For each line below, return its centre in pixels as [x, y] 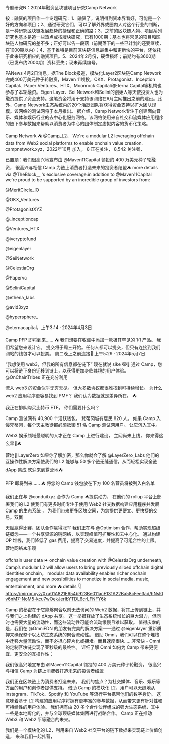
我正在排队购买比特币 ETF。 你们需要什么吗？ [52, 408]
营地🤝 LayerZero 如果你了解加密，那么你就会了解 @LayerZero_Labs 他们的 [82, 455]
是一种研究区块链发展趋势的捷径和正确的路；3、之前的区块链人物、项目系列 [84, 31]
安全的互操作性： [36, 654]
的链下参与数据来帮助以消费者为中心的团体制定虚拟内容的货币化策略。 [78, 124]
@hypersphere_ [22, 317]
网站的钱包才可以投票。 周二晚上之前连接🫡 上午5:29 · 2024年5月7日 [75, 354]
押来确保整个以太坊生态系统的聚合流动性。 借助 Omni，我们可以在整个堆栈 [82, 635]
